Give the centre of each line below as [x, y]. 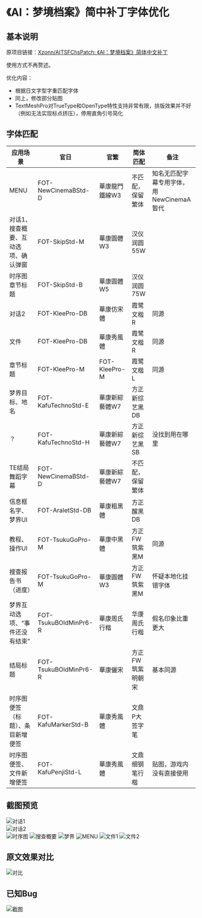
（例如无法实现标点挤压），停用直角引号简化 [69, 113]
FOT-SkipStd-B [60, 284]
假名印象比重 [170, 618]
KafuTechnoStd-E [63, 405]
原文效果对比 [30, 857]
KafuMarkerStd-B [63, 724]
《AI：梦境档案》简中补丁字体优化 [88, 12]
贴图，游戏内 [170, 764]
